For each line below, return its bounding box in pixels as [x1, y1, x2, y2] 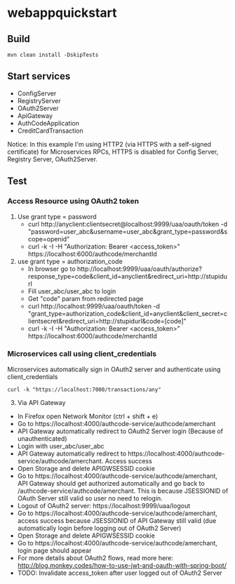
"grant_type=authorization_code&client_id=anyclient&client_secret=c [27, 309, 228, 317]
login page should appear [17, 546, 92, 555]
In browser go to [27, 265, 76, 273]
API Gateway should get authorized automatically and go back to [17, 479, 205, 487]
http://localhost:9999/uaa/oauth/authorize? [76, 265, 202, 273]
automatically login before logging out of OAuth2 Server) [17, 524, 182, 532]
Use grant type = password [17, 212, 97, 220]
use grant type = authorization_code [17, 257, 123, 265]
